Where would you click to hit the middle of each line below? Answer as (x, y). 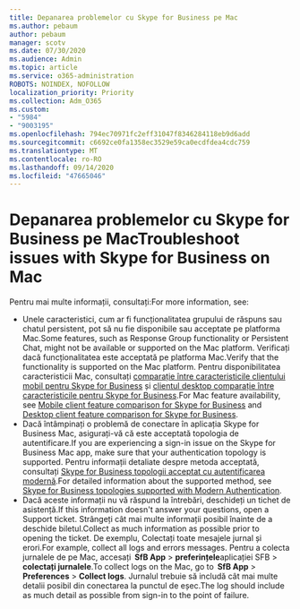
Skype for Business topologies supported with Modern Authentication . (152, 491)
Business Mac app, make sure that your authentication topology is (144, 452)
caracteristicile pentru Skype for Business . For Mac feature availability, (151, 396)
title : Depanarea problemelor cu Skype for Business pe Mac (124, 17)
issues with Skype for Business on (140, 258)
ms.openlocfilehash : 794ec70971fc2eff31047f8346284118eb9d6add (130, 134)
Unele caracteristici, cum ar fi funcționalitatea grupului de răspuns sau (152, 320)
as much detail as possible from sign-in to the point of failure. (136, 596)
